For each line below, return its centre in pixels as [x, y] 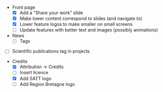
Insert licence [34, 73]
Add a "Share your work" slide [51, 13]
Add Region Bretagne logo [47, 84]
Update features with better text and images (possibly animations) [89, 30]
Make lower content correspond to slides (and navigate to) [81, 19]
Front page [24, 7]
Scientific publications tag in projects [51, 51]
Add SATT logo [36, 78]
